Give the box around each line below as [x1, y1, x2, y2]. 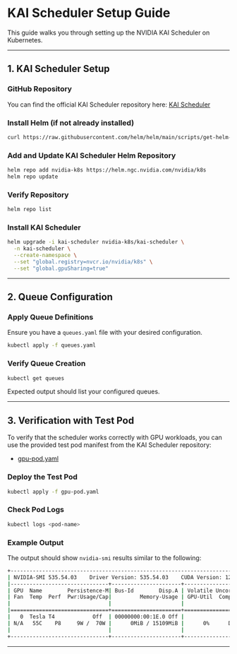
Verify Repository [7, 189, 69, 199]
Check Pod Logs [7, 505, 65, 515]
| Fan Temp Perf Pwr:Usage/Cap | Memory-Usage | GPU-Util [7, 593, 213, 601]
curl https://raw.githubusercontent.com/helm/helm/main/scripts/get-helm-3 [7, 133, 235, 141]
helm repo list [7, 206, 52, 213]
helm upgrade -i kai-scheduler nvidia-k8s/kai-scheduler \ [7, 239, 185, 246]
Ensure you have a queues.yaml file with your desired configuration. [7, 328, 203, 337]
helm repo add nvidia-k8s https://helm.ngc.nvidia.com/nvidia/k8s [7, 167, 207, 174]
